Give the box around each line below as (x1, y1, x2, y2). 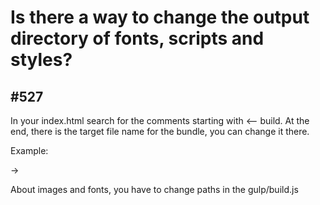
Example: (10, 145, 49, 156)
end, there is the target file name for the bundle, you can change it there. (10, 126, 310, 137)
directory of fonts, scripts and (10, 27, 265, 50)
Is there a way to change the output (10, 6, 310, 29)
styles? (10, 49, 73, 71)
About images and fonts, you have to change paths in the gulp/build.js (10, 184, 299, 195)
